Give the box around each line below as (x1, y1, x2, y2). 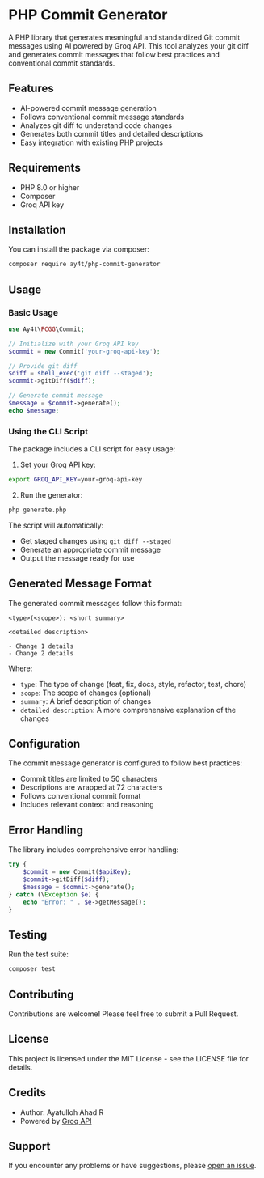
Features (8, 82, 54, 95)
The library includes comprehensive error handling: (8, 845, 179, 854)
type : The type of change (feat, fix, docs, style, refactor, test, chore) (19, 679, 247, 689)
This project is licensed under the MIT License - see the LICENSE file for (8, 1053, 249, 1063)
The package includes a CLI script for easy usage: (8, 444, 176, 454)
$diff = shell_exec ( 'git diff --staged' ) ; (8, 370, 153, 378)
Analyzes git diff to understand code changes (19, 120, 172, 130)
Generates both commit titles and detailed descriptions (19, 129, 203, 138)
